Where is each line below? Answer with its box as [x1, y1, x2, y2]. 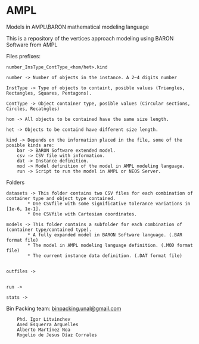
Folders [6, 179, 25, 186]
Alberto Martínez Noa [17, 327, 70, 333]
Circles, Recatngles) [6, 105, 60, 112]
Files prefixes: [6, 52, 41, 60]
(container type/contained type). [6, 227, 92, 233]
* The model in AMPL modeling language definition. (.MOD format [27, 242, 194, 248]
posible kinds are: [6, 142, 55, 148]
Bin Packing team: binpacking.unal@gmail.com [6, 305, 122, 312]
